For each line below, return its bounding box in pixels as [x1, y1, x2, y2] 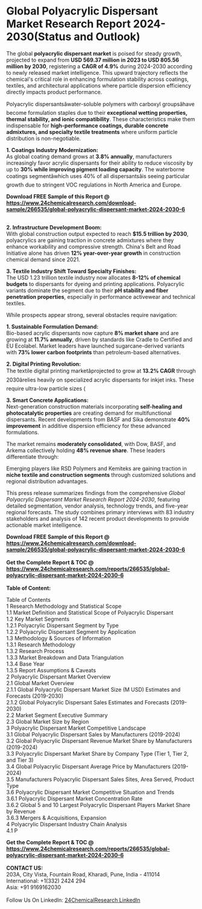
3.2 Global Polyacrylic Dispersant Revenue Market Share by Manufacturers [6, 737, 192, 744]
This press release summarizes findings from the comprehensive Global [6, 489, 185, 496]
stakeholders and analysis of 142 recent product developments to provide [6, 515, 189, 522]
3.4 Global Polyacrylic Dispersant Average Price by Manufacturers [6, 762, 171, 770]
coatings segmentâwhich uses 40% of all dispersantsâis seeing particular [6, 172, 190, 179]
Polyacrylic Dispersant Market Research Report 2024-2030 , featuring [6, 496, 180, 503]
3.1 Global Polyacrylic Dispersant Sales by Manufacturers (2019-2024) [6, 730, 181, 738]
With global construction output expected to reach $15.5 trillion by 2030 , [6, 230, 189, 237]
